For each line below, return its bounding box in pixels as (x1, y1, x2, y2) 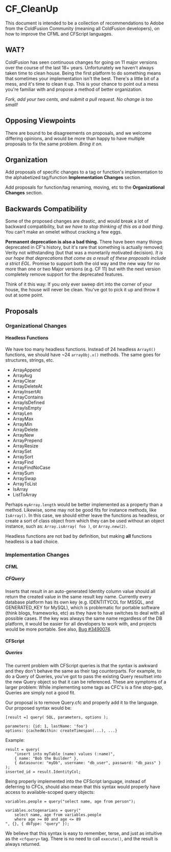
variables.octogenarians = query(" (5, 808, 81, 813)
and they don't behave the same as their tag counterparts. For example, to (5, 668, 162, 674)
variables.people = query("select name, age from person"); (5, 799, 136, 804)
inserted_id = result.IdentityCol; (5, 769, 81, 774)
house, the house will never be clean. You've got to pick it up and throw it (5, 287, 160, 293)
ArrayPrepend (12, 437, 42, 443)
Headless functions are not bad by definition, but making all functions (5, 533, 152, 539)
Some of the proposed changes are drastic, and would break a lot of (5, 218, 149, 224)
